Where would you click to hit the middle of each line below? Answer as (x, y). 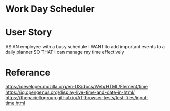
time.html (15, 103)
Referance (28, 73)
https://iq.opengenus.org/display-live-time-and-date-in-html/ (70, 92)
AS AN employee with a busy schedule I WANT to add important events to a (85, 47)
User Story (29, 32)
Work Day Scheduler (50, 9)
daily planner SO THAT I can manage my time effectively (65, 52)
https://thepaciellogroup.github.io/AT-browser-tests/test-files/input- (77, 98)
